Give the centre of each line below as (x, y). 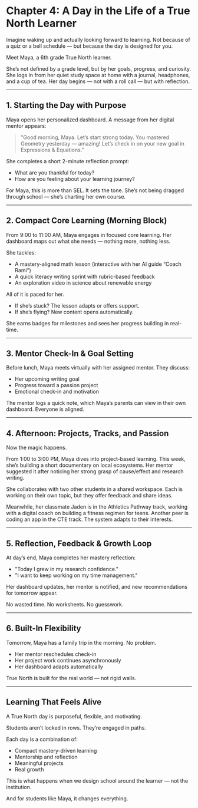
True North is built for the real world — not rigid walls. (71, 678)
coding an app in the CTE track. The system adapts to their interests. (90, 519)
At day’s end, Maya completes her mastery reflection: (71, 558)
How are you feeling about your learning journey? (75, 179)
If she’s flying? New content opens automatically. (74, 312)
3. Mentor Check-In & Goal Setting (70, 353)
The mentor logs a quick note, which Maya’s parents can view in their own (96, 403)
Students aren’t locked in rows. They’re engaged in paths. (76, 728)
